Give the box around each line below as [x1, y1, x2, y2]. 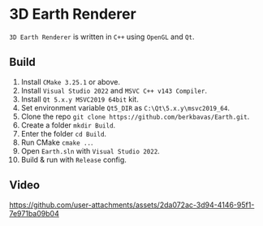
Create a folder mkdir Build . [20, 120, 116, 130]
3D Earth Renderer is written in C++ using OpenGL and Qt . [9, 32, 195, 41]
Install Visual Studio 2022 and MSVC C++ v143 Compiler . [20, 85, 208, 95]
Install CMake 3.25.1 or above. [20, 76, 121, 86]
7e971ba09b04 [9, 208, 59, 218]
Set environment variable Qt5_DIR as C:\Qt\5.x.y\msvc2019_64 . [20, 102, 231, 112]
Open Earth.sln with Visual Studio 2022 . [20, 146, 161, 155]
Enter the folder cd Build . [20, 128, 107, 138]
